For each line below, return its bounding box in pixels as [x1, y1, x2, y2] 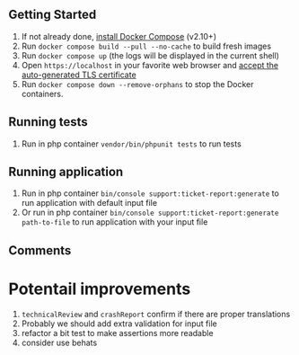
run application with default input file [21, 198, 158, 209]
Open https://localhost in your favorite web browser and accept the [21, 59, 279, 70]
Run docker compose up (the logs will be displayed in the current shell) [21, 49, 280, 61]
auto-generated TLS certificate [21, 69, 136, 80]
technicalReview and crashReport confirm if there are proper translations [21, 308, 291, 319]
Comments [8, 243, 72, 258]
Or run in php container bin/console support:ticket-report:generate [21, 207, 279, 218]
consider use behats [21, 337, 98, 348]
